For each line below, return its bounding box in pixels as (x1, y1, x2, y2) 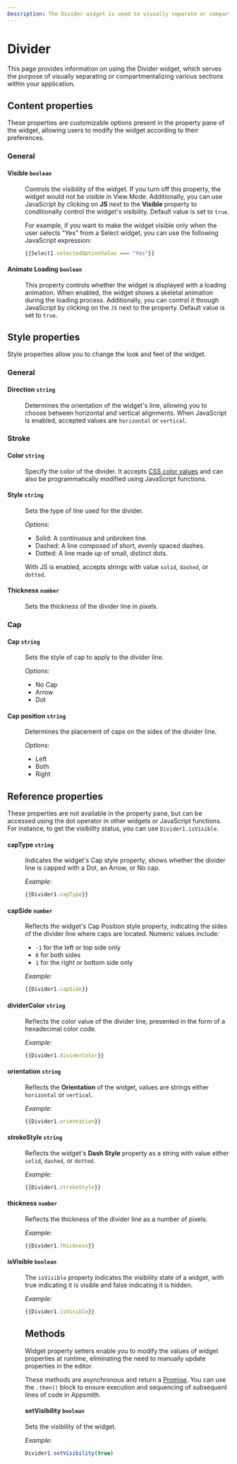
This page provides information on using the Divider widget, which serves (7, 64, 222, 73)
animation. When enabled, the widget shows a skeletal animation (25, 288, 214, 297)
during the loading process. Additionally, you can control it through (25, 295, 219, 304)
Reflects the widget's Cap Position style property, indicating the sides (25, 922, 228, 931)
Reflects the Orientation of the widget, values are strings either (25, 1082, 209, 1091)
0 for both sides (35, 951, 81, 959)
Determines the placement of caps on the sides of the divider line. (25, 727, 217, 736)
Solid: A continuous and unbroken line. (35, 534, 148, 542)
